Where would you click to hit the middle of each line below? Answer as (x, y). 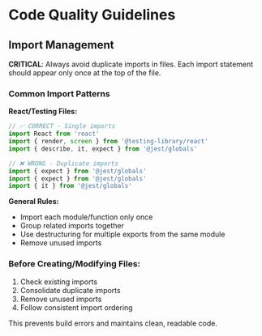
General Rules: (34, 202)
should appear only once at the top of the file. (85, 73)
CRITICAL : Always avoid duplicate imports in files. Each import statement (131, 64)
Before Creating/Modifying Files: (74, 264)
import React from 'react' (54, 134)
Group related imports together (72, 226)
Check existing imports (59, 282)
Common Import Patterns (60, 93)
